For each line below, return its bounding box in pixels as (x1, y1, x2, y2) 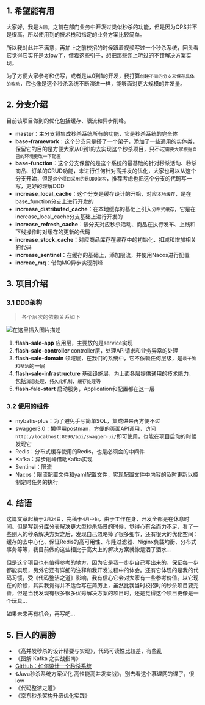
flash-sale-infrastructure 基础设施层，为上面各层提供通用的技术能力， (15, 370, 194, 378)
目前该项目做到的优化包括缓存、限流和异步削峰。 (6, 117, 129, 124)
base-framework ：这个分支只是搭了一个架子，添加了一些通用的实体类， (15, 137, 198, 145)
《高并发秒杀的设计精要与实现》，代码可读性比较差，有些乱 (15, 647, 163, 655)
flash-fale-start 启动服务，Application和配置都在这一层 (15, 385, 155, 393)
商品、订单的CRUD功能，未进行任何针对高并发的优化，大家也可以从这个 (15, 167, 196, 174)
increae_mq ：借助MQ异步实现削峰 (15, 259, 103, 266)
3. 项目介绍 (6, 278, 48, 289)
